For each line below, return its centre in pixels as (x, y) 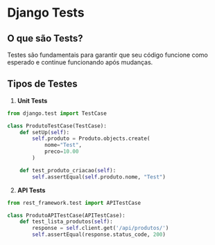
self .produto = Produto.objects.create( (91, 139)
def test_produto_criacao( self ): (68, 170)
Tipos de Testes (42, 84)
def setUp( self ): (45, 132)
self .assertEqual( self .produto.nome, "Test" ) (99, 177)
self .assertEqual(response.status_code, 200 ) (99, 235)
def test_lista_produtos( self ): (66, 222)
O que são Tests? (45, 38)
